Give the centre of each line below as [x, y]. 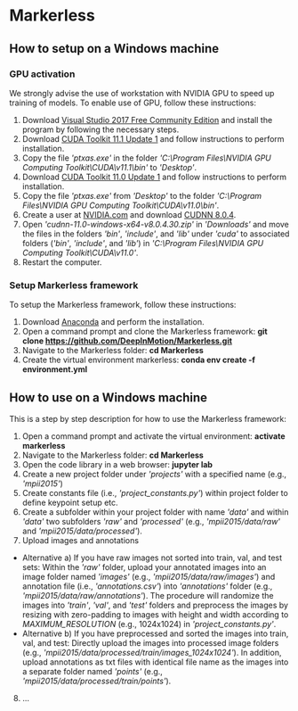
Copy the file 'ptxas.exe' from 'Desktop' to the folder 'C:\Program [142, 195]
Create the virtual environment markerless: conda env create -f [139, 360]
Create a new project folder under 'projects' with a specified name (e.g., [154, 474]
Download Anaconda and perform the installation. [113, 322]
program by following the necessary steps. [101, 129]
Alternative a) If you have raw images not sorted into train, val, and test [152, 558]
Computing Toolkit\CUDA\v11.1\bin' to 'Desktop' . [109, 167]
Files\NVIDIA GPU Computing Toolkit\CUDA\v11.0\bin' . [121, 205]
